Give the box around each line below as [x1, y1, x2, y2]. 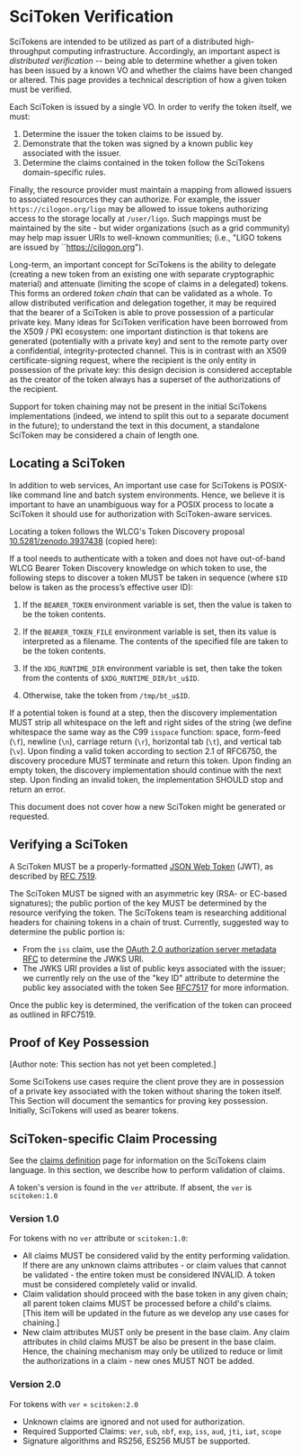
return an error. [9, 784, 66, 795]
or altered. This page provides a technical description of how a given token [9, 74, 288, 85]
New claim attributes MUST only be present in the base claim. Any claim [22, 1327, 290, 1338]
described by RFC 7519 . [9, 870, 97, 881]
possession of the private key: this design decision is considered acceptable [9, 364, 293, 375]
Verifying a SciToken [9, 837, 128, 852]
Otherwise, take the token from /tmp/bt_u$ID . [22, 689, 190, 700]
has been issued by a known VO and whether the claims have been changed [9, 65, 293, 76]
